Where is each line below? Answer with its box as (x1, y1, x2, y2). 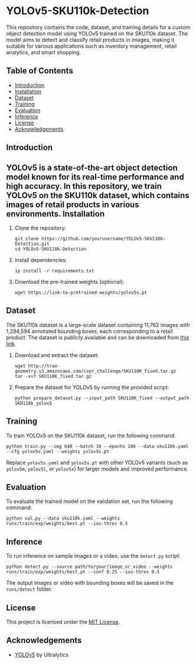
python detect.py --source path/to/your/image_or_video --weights (6, 564, 173, 570)
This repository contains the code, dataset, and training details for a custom (6, 24, 191, 31)
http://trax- (28, 363, 60, 369)
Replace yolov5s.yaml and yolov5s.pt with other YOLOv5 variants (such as (6, 459, 188, 466)
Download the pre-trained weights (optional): (14, 278, 125, 285)
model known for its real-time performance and (6, 172, 184, 182)
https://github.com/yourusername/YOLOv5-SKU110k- (41, 235, 166, 241)
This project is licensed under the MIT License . (6, 619, 120, 626)
